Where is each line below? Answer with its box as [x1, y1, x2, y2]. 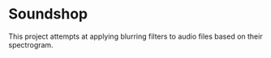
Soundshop [8, 5, 88, 23]
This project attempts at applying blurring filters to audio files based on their [8, 31, 263, 41]
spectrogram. [8, 39, 54, 49]
